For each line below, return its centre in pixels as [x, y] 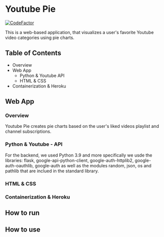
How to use [23, 230]
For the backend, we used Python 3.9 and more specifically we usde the [79, 155]
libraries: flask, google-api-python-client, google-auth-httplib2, [69, 160]
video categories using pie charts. [40, 38]
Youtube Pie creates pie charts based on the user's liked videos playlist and [82, 126]
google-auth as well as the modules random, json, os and [93, 165]
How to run [22, 213]
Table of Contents [33, 53]
